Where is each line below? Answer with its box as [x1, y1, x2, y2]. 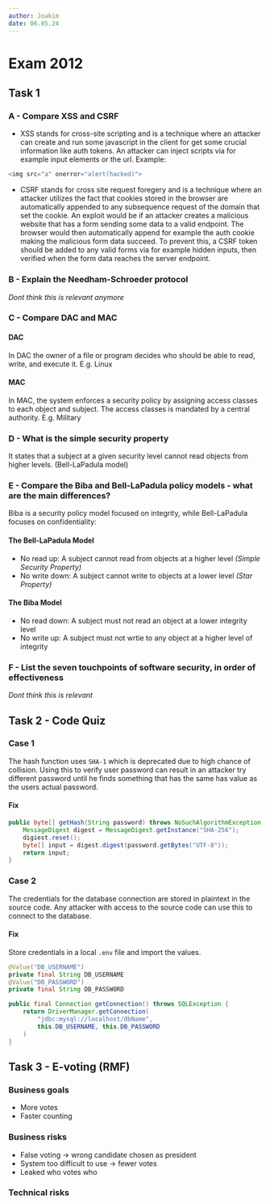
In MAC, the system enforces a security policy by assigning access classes [8, 395, 258, 405]
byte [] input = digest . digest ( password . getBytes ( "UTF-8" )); [23, 841, 229, 849]
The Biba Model [8, 598, 62, 607]
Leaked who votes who [19, 1167, 98, 1177]
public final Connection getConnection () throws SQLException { [8, 1000, 229, 1008]
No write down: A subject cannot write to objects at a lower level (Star [19, 571, 253, 581]
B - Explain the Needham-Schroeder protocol [8, 274, 189, 285]
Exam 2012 [8, 54, 83, 73]
